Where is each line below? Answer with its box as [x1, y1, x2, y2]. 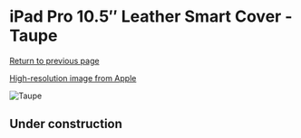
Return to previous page [9, 55, 100, 66]
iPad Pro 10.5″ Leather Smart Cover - [9, 6, 293, 27]
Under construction [9, 116, 122, 132]
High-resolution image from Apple [9, 72, 137, 83]
